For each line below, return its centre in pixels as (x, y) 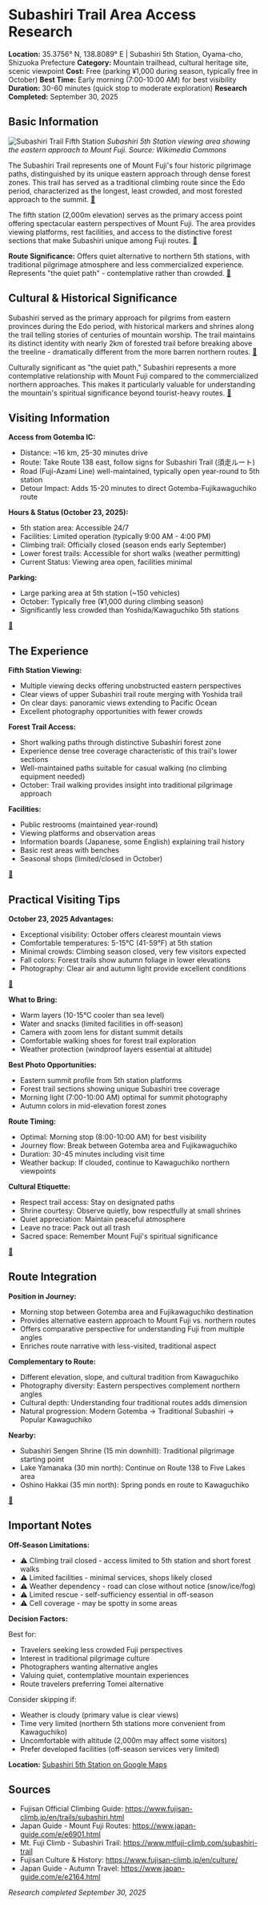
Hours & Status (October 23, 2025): (68, 513)
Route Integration (53, 1277)
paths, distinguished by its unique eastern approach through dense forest (129, 173)
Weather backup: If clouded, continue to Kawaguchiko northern (125, 1162)
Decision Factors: (38, 1619)
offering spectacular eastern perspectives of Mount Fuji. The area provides (132, 223)
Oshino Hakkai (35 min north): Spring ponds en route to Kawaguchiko (134, 1485)
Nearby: (22, 1435)
